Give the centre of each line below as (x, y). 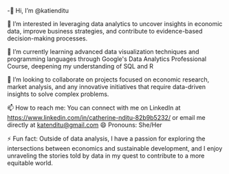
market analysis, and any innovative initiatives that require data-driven (107, 87)
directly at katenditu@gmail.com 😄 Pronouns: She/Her (85, 125)
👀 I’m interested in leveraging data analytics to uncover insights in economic (115, 24)
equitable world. (30, 163)
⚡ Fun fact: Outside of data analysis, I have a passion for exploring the (106, 138)
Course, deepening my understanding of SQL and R (80, 66)
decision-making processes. (47, 38)
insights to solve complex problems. (58, 94)
